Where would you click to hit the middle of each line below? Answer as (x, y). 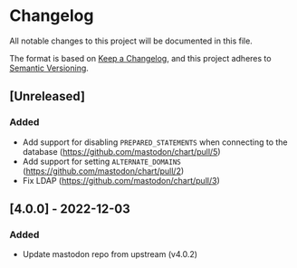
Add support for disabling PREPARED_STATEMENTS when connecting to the (155, 142)
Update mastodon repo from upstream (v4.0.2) (110, 254)
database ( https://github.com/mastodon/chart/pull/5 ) (121, 151)
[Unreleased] (48, 96)
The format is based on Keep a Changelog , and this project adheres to (140, 58)
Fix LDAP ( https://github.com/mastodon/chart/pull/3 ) (121, 180)
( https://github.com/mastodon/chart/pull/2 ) (103, 171)
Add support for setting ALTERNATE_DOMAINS (101, 161)
